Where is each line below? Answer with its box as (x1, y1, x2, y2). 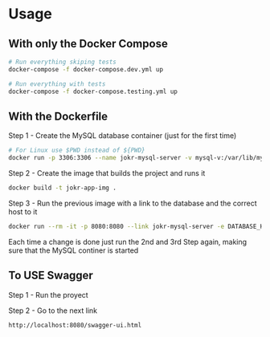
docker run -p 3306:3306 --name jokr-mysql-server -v (8, 154, 193, 162)
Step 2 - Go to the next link (8, 306, 98, 315)
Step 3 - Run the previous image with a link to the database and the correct (8, 198, 257, 208)
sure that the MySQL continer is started (8, 246, 139, 255)
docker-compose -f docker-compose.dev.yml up (8, 65, 163, 73)
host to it (8, 206, 38, 217)
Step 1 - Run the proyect (8, 290, 88, 299)
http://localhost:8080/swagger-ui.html (8, 321, 142, 329)
